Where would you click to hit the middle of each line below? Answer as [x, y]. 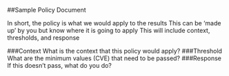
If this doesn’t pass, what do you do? [60, 65]
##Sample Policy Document [47, 10]
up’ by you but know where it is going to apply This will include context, [109, 30]
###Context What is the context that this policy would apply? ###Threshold [115, 51]
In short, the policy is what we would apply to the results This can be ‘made [114, 23]
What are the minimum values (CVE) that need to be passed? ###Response [114, 58]
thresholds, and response [43, 38]
